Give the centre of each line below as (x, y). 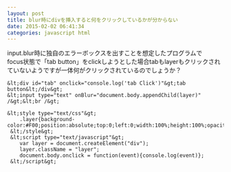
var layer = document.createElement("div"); (84, 144)
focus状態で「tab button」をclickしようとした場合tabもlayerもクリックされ (114, 62)
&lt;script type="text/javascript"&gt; (67, 138)
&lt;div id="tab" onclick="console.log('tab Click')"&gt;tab (97, 83)
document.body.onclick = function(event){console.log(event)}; (112, 155)
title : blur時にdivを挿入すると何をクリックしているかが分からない (93, 20)
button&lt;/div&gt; (35, 89)
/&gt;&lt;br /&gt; (33, 101)
